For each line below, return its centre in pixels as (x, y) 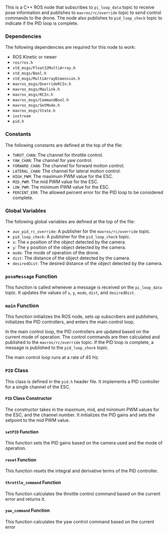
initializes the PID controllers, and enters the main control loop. (70, 322)
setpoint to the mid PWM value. (38, 420)
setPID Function (22, 431)
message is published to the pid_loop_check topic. (57, 348)
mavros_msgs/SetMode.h (36, 106)
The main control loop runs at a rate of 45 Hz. (52, 358)
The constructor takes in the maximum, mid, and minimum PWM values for (82, 409)
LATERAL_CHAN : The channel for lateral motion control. (67, 171)
